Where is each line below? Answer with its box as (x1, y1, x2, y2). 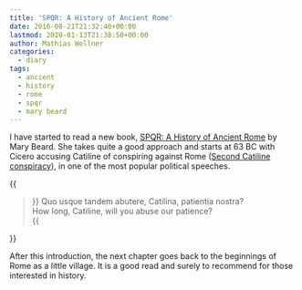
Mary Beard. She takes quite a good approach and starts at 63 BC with (9, 141, 276, 152)
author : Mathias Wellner (9, 38, 104, 48)
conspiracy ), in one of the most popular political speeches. (9, 161, 231, 171)
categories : (9, 47, 55, 57)
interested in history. (9, 270, 87, 281)
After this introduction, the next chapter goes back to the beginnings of (9, 251, 276, 262)
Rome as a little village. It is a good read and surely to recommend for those (9, 261, 294, 272)
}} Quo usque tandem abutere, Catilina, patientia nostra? (31, 196, 245, 207)
